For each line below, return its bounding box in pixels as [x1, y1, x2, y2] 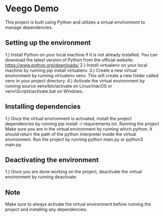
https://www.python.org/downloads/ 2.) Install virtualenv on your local [5, 62, 148, 68]
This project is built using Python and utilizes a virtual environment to [5, 19, 145, 25]
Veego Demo [5, 3, 59, 14]
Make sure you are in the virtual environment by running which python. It [5, 126, 153, 132]
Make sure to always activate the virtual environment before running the [5, 201, 151, 207]
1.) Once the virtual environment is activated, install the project [5, 115, 132, 121]
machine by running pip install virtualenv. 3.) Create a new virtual [5, 67, 137, 73]
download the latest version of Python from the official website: [5, 57, 134, 63]
